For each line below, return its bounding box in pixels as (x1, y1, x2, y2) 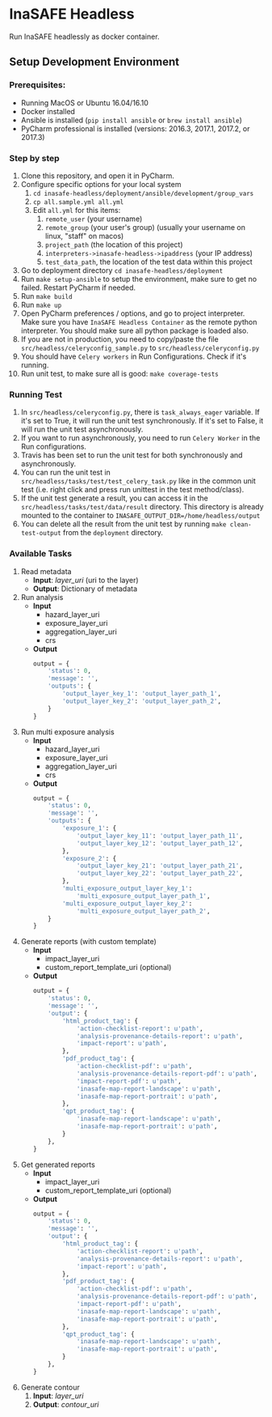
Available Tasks (9, 548, 73, 560)
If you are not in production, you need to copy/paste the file (20, 334, 219, 344)
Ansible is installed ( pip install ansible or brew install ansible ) (20, 115, 243, 125)
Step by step (9, 152, 60, 164)
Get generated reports (20, 1160, 95, 1169)
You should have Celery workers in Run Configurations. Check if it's (20, 351, 247, 361)
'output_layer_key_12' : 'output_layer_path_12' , (76, 839, 243, 847)
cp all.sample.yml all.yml (32, 198, 124, 206)
